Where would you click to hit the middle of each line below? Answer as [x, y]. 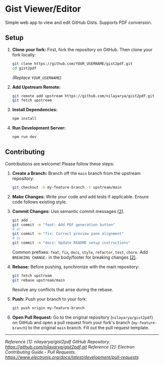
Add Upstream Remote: [36, 87]
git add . [22, 220]
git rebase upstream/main [38, 280]
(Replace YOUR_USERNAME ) [37, 77]
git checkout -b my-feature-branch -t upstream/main [67, 187]
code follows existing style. [40, 202]
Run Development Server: [39, 128]
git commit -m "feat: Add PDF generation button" [64, 225]
